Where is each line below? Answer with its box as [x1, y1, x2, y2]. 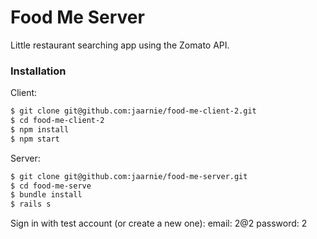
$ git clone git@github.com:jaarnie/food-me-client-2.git [10, 106, 257, 116]
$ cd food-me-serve [10, 181, 92, 191]
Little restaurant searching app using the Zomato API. [10, 39, 230, 51]
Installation [10, 64, 67, 78]
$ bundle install [10, 190, 83, 200]
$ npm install [10, 124, 70, 135]
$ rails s [10, 199, 52, 210]
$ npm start [10, 134, 60, 144]
